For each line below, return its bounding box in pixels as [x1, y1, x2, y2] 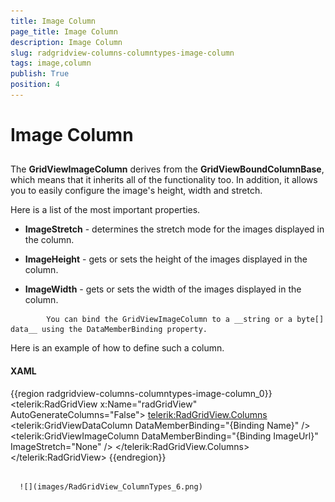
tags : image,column [10, 58, 92, 69]
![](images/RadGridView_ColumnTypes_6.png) [19, 481, 203, 492]
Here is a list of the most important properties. [10, 204, 201, 216]
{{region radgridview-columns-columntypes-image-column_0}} [10, 387, 273, 399]
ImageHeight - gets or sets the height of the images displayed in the [24, 253, 308, 265]
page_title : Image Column [10, 26, 118, 37]
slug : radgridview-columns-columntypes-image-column [10, 48, 235, 58]
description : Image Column [10, 37, 123, 47]
